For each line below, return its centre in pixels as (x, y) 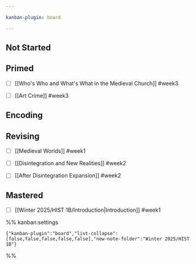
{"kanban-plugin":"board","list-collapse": (62, 234)
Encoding (24, 115)
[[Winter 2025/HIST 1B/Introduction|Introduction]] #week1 (88, 210)
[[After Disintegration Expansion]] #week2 (68, 176)
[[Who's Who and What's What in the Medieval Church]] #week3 (96, 83)
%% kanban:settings (32, 222)
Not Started (28, 48)
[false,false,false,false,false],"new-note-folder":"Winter (84, 239)
